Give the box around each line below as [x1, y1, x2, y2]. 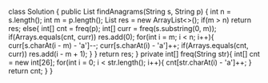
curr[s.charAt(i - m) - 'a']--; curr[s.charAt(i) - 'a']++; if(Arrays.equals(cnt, [8, 41, 250, 50]
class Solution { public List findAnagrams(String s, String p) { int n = [8, 7, 232, 16]
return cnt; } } [8, 66, 54, 75]
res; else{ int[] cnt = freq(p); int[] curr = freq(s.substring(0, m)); [8, 24, 218, 33]
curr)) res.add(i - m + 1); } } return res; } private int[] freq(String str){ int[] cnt [8, 49, 260, 58]
